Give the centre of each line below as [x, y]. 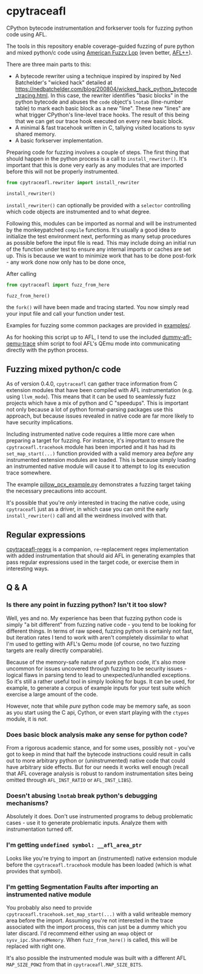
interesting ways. [28, 569]
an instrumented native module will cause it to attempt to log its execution [98, 466]
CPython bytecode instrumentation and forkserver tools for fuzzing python [100, 28]
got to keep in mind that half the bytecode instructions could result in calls [99, 754]
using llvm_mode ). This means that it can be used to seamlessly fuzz [91, 397]
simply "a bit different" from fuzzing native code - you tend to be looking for [101, 624]
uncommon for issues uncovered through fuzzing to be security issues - [97, 669]
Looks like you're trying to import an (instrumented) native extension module [102, 858]
